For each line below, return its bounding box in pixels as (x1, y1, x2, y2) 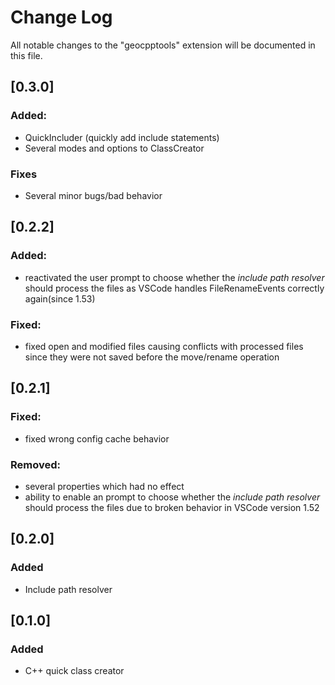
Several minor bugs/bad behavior (24, 189, 163, 201)
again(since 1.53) (24, 292, 96, 305)
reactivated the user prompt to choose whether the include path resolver (24, 271, 325, 283)
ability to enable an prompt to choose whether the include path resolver (24, 491, 321, 503)
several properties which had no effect (24, 480, 185, 492)
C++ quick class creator (24, 665, 125, 677)
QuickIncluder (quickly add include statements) (24, 131, 220, 143)
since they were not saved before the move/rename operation (24, 351, 280, 363)
